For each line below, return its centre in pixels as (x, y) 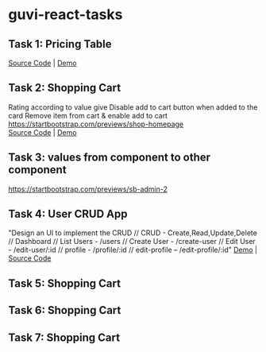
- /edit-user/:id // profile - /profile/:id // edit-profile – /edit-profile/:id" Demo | (133, 250)
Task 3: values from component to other (110, 158)
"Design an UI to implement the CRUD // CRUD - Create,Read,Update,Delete (133, 233)
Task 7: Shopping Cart (64, 337)
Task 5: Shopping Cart (65, 283)
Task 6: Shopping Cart (65, 310)
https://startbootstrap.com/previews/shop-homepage (96, 124)
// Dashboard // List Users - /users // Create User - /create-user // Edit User (132, 242)
